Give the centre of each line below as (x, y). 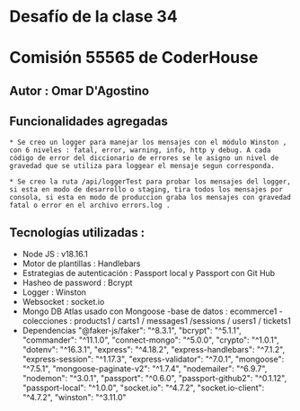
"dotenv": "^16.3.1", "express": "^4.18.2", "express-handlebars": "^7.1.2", (154, 350)
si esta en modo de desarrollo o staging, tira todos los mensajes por (146, 189)
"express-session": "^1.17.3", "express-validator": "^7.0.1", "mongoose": (153, 359)
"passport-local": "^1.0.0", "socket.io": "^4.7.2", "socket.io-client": (143, 388)
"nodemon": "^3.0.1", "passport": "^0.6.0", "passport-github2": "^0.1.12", (154, 379)
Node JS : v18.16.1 (55, 255)
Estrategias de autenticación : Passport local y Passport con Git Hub (149, 273)
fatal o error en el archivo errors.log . (90, 205)
